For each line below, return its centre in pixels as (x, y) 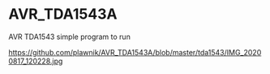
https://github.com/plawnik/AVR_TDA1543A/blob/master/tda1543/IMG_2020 (135, 52)
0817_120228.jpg (36, 61)
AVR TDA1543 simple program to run (70, 37)
